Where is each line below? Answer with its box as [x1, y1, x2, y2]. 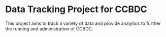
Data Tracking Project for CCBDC [5, 4, 147, 15]
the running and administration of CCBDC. [5, 25, 93, 31]
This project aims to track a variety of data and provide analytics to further [5, 20, 161, 26]
